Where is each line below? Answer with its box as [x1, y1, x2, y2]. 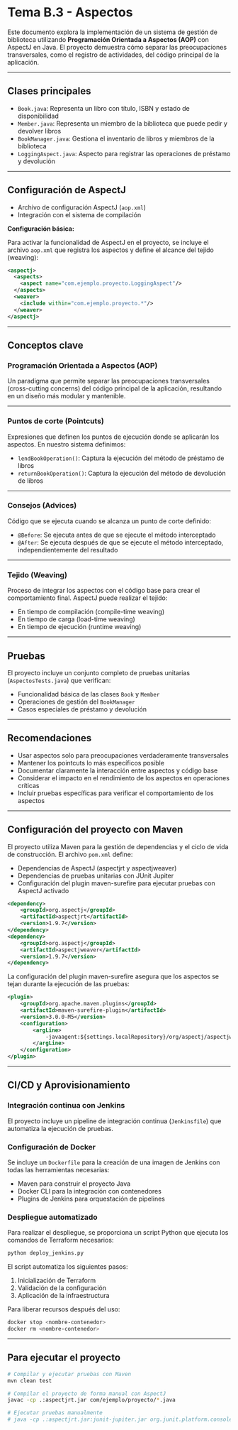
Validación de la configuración [17, 1284, 106, 1292]
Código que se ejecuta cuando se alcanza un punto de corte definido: [7, 516, 211, 525]
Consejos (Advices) [7, 501, 77, 511]
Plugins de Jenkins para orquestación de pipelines [17, 1194, 165, 1204]
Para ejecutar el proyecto [7, 1352, 121, 1364]
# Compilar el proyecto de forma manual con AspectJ [7, 1390, 166, 1397]
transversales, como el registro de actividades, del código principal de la [7, 50, 220, 59]
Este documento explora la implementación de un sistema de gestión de [7, 28, 218, 36]
